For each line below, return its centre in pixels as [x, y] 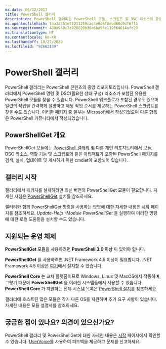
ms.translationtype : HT [30, 33]
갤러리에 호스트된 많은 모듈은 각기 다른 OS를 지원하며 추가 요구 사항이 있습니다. [81, 299]
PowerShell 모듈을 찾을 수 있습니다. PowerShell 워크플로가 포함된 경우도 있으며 [82, 99]
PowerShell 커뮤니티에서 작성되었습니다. [49, 118]
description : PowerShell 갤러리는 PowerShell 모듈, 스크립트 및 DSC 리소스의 [79, 19]
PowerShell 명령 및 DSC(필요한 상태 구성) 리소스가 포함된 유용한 [84, 93]
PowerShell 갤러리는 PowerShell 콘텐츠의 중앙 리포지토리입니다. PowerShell [80, 87]
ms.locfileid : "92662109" [32, 46]
